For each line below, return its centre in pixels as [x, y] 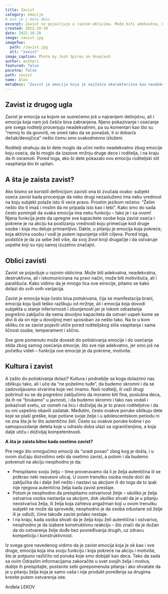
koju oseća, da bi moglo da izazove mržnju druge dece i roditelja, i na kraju [82, 153]
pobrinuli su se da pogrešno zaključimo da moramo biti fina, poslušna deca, [83, 394]
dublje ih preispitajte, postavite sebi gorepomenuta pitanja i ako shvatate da [83, 566]
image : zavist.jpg [24, 38]
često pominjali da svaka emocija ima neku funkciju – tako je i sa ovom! [78, 213]
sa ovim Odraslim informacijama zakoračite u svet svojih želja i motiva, [78, 561]
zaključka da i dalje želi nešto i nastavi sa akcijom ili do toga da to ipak [84, 482]
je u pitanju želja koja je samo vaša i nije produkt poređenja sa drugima [78, 571]
